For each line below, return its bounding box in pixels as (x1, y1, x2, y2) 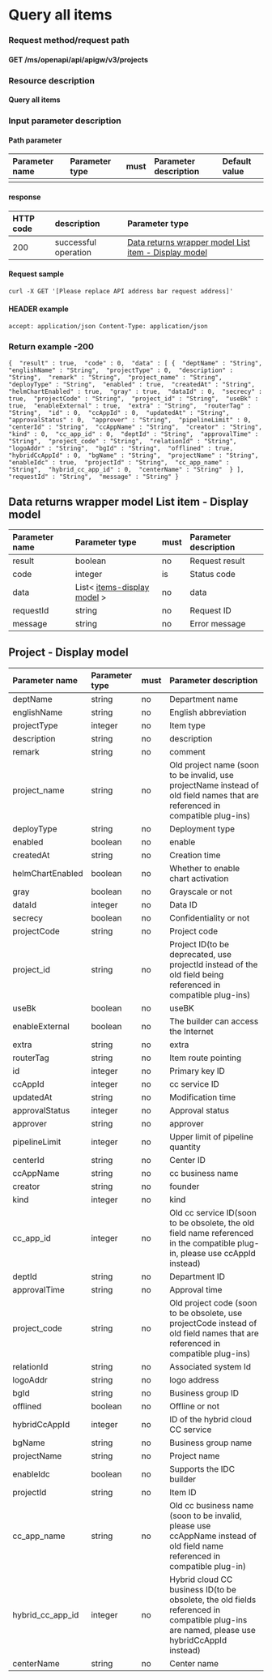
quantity (169, 1141, 201, 1152)
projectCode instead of (169, 1317, 257, 1328)
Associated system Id (169, 1361, 251, 1372)
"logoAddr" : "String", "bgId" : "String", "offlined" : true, (8, 444, 233, 453)
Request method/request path (8, 35, 130, 46)
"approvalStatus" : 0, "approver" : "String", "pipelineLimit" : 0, (8, 416, 252, 425)
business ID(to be (169, 1584, 236, 1595)
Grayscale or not (169, 886, 233, 897)
